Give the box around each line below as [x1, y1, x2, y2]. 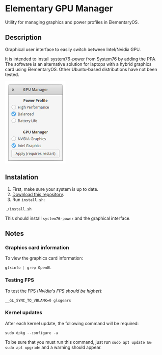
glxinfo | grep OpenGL [5, 265, 52, 270]
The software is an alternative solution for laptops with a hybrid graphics [5, 61, 152, 67]
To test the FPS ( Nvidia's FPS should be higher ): [5, 288, 103, 294]
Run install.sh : [12, 197, 45, 203]
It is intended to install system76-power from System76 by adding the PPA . [5, 56, 157, 62]
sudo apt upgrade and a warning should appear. [5, 344, 102, 350]
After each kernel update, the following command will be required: [5, 320, 139, 326]
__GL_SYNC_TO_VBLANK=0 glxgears [5, 298, 71, 303]
